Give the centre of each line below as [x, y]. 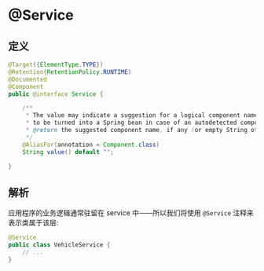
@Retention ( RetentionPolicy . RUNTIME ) [70, 72]
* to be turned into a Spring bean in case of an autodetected [131, 123]
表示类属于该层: [33, 223]
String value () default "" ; [68, 152]
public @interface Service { [56, 94]
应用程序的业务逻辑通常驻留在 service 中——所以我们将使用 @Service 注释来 [131, 213]
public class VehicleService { [59, 245]
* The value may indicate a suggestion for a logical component [133, 115]
